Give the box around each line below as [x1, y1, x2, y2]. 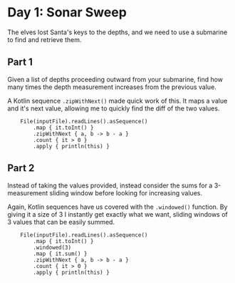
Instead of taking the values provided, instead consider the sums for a [7, 181, 213, 190]
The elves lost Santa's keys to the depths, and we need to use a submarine [7, 28, 228, 36]
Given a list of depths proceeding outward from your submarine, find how [7, 75, 223, 83]
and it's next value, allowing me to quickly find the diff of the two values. [7, 104, 220, 113]
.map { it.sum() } [33, 250, 88, 257]
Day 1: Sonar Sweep [7, 4, 127, 21]
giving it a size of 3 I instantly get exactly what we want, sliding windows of [7, 210, 228, 218]
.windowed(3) [33, 244, 72, 251]
